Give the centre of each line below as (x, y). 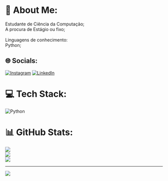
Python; (13, 45)
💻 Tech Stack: (36, 94)
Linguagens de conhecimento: (36, 40)
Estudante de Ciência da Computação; (45, 24)
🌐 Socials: (21, 61)
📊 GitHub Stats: (39, 132)
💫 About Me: (31, 10)
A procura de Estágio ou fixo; (35, 29)
